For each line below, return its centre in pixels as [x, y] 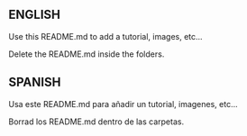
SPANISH [35, 82]
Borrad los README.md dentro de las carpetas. [96, 122]
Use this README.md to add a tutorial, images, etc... [106, 36]
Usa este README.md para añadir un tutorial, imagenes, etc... [123, 104]
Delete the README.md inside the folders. [87, 54]
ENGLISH [34, 15]
